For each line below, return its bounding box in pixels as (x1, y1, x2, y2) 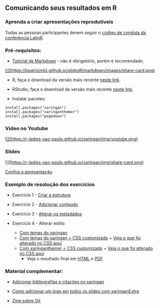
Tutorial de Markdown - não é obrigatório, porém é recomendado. (12, 58, 144, 64)
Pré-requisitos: (5, 47, 42, 54)
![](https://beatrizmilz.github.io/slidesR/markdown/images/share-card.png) (5, 67, 155, 73)
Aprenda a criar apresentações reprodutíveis (5, 19, 113, 25)
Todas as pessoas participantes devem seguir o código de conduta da (5, 29, 146, 36)
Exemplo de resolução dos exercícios (5, 181, 95, 188)
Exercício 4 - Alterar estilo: (12, 220, 66, 226)
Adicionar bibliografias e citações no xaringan (12, 279, 105, 285)
